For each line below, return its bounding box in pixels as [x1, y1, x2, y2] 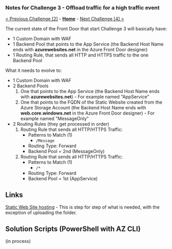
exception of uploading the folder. [5, 209, 77, 216]
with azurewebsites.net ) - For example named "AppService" [20, 94, 150, 100]
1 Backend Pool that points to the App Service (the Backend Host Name [12, 41, 164, 47]
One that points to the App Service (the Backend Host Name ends [20, 88, 160, 94]
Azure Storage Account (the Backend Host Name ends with [20, 105, 146, 111]
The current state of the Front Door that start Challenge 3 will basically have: [5, 26, 167, 32]
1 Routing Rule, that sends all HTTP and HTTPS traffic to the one [12, 52, 149, 58]
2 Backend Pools [12, 83, 49, 89]
